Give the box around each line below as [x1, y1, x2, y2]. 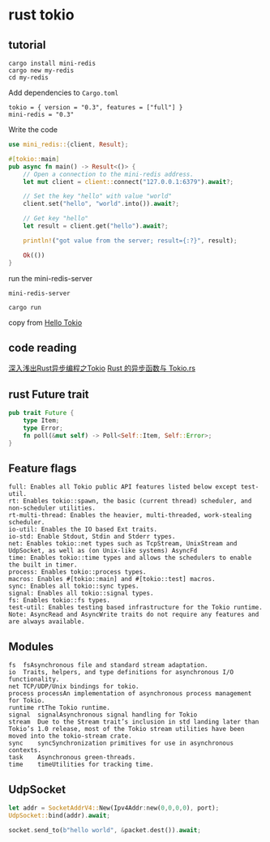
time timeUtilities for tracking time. [8, 760, 154, 769]
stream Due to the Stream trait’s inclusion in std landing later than [8, 718, 259, 726]
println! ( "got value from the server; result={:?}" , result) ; [23, 237, 238, 245]
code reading [8, 340, 77, 354]
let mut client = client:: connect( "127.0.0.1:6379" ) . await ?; [23, 177, 234, 186]
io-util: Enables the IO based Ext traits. [8, 525, 158, 534]
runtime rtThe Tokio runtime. [8, 703, 111, 712]
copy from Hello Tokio [8, 318, 83, 327]
